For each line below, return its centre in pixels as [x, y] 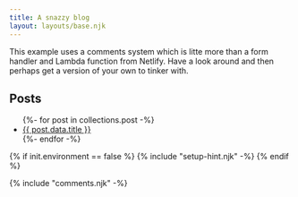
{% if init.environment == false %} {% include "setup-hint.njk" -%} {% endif [149, 157]
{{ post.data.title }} [56, 130]
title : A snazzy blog [50, 17]
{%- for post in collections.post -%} [88, 120]
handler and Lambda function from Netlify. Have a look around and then [142, 61]
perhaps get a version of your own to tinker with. [99, 70]
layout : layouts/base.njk [57, 26]
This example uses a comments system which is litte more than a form [139, 51]
